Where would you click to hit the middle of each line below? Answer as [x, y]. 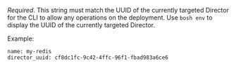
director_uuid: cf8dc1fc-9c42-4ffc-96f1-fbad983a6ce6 [88, 57]
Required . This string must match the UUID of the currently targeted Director [118, 10]
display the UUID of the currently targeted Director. [81, 25]
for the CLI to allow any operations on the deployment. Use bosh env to [110, 18]
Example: [21, 39]
